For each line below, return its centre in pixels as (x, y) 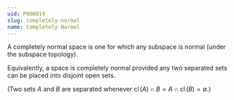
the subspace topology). (43, 54)
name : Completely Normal (44, 27)
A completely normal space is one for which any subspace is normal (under (117, 47)
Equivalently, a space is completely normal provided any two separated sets (117, 68)
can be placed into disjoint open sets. (61, 75)
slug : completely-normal (44, 20)
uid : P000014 (26, 14)
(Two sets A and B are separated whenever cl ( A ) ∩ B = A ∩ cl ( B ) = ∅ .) (109, 89)
